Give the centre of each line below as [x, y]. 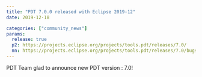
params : [16, 34]
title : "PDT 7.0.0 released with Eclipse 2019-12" [71, 12]
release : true [29, 40]
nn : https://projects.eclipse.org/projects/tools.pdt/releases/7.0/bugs [105, 51]
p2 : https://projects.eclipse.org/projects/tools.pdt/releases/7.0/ [99, 45]
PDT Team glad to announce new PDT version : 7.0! [70, 67]
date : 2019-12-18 [28, 17]
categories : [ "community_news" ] [47, 28]
